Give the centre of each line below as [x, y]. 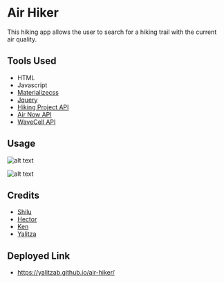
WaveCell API [36, 122]
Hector [27, 219]
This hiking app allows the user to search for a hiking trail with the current [112, 32]
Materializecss [38, 92]
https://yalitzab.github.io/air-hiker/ [66, 273]
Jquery [27, 100]
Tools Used [32, 61]
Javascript [32, 85]
